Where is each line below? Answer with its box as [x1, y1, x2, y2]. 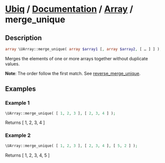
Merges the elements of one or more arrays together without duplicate [5, 55, 148, 61]
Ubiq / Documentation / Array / [5, 3, 133, 15]
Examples [5, 85, 36, 93]
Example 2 [5, 132, 31, 139]
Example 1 [5, 100, 30, 107]
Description [5, 34, 42, 42]
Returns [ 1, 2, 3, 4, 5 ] [5, 152, 50, 158]
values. [5, 61, 20, 67]
